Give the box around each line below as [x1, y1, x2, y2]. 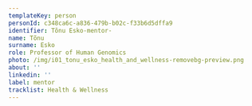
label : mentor [8, 78, 56, 86]
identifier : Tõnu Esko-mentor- [8, 26, 112, 34]
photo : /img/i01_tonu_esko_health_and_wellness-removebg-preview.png [8, 57, 245, 65]
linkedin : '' [8, 71, 52, 79]
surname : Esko [8, 41, 56, 49]
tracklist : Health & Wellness [8, 85, 109, 94]
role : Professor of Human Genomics [8, 49, 127, 57]
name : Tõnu [8, 33, 45, 42]
